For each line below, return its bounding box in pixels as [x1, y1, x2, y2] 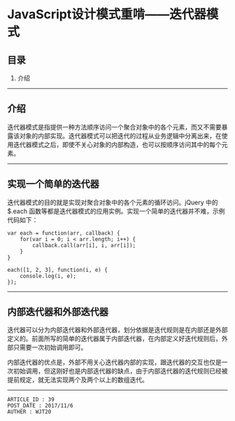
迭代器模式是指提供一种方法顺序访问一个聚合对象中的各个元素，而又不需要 [7, 123, 222, 131]
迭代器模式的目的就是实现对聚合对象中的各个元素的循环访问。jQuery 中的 [7, 198, 218, 207]
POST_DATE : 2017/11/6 [7, 402, 73, 410]
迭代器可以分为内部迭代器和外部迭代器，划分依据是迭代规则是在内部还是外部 [7, 326, 228, 334]
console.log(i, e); [20, 272, 77, 279]
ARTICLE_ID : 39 [7, 396, 55, 403]
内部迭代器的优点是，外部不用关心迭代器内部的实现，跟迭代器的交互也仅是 [7, 358, 222, 366]
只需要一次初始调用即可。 [13, 343, 87, 352]
